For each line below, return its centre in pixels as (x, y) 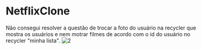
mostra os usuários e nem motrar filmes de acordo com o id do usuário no (98, 34)
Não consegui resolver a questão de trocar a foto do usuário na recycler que (101, 28)
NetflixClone (38, 11)
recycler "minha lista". (33, 40)
